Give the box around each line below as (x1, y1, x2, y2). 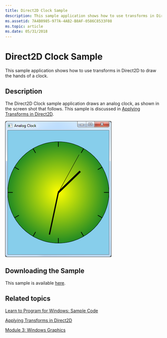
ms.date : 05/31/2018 (5, 29, 48, 34)
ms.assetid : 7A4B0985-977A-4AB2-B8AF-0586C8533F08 (5, 18, 112, 23)
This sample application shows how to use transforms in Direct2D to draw (5, 68, 157, 74)
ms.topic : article (5, 24, 43, 29)
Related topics (5, 294, 51, 303)
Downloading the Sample (5, 267, 84, 275)
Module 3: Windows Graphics (5, 327, 66, 333)
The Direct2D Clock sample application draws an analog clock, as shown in (5, 100, 160, 107)
